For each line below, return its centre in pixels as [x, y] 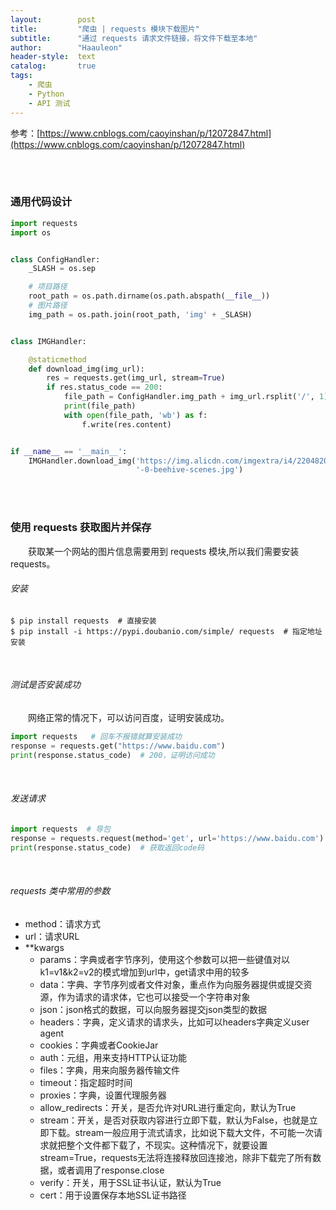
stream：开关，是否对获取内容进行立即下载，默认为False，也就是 [174, 1120]
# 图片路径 [48, 306]
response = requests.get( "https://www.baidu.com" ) [118, 746]
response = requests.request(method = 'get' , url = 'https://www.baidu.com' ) [167, 838]
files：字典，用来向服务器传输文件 [110, 1070]
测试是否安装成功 [45, 685]
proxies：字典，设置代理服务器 [103, 1095]
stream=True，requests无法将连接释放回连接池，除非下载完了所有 [176, 1157]
